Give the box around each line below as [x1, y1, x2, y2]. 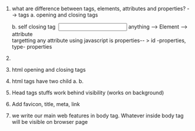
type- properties [11, 43, 52, 50]
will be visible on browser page [11, 119, 88, 125]
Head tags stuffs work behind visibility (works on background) [11, 89, 164, 96]
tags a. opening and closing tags [18, 11, 98, 18]
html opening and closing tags [11, 66, 86, 73]
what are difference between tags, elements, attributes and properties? [11, 5, 186, 12]
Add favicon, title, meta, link [11, 101, 80, 107]
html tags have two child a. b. [11, 78, 84, 85]
